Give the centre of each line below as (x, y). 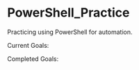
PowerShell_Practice (68, 13)
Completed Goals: (33, 59)
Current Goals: (28, 45)
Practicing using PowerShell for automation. (70, 32)
